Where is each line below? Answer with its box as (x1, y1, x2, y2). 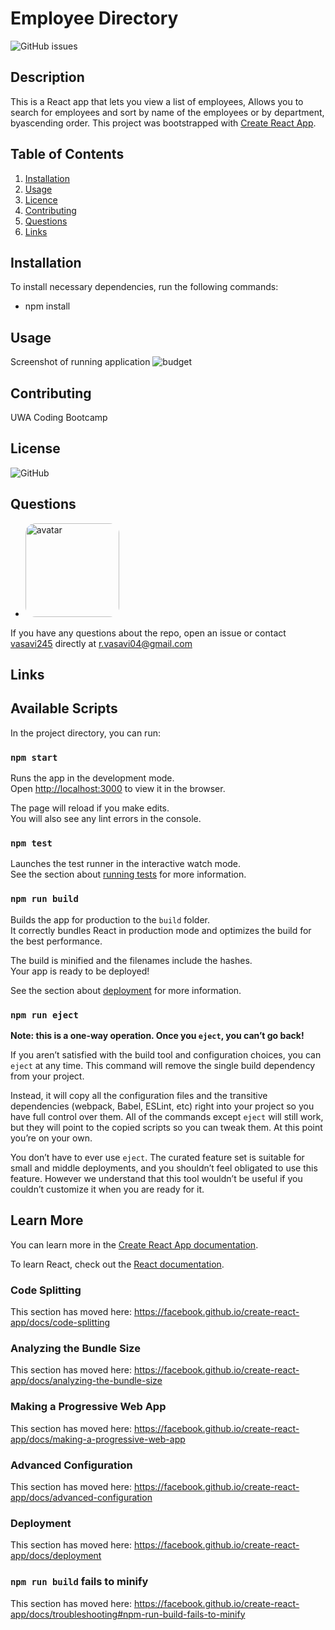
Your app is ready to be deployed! (10, 965, 150, 977)
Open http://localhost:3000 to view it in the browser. (10, 783, 226, 795)
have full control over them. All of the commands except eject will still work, (10, 1111, 324, 1123)
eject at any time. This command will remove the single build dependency (10, 1060, 316, 1072)
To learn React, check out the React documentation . (10, 1258, 225, 1270)
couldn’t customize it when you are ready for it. (10, 1183, 205, 1196)
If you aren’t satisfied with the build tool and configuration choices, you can (10, 1049, 322, 1061)
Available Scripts (10, 700, 118, 717)
